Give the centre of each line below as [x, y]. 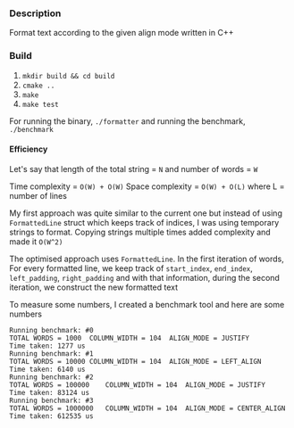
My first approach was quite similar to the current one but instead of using [146, 213]
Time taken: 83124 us [50, 392]
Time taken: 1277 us [48, 346]
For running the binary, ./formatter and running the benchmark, [127, 121]
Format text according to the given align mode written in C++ [122, 33]
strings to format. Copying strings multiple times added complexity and [140, 232]
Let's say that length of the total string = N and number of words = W [134, 169]
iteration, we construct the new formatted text [94, 287]
